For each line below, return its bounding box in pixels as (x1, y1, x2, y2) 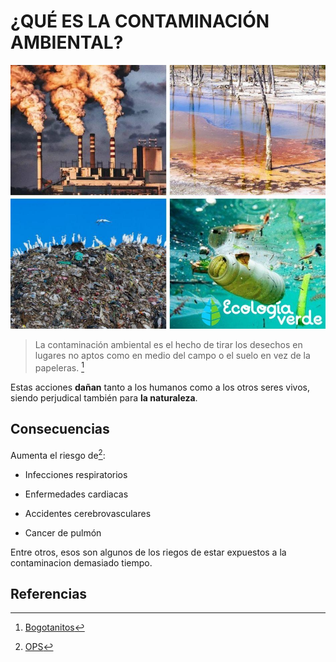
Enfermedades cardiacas (24, 488, 129, 500)
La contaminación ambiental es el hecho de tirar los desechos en (34, 339, 303, 351)
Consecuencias (10, 421, 110, 438)
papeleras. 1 (34, 360, 85, 374)
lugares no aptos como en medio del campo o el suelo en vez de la (34, 350, 311, 362)
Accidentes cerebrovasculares (24, 507, 152, 519)
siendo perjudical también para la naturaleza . (10, 392, 198, 404)
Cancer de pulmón (24, 526, 102, 539)
